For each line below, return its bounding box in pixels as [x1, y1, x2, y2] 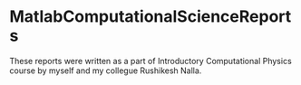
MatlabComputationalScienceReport [9, 6, 292, 27]
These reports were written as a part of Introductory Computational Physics [9, 55, 292, 66]
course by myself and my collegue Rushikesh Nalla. [9, 65, 202, 76]
